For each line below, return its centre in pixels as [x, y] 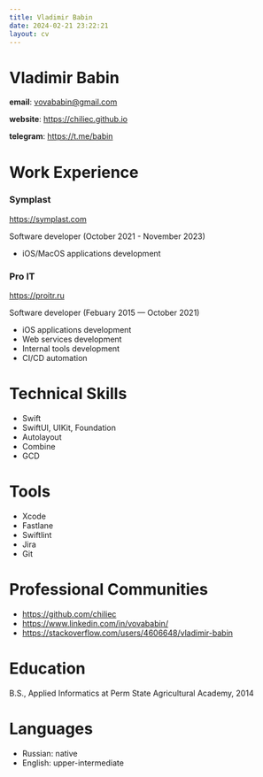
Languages [51, 729]
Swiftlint [37, 535]
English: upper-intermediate [73, 763]
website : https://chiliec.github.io [69, 119]
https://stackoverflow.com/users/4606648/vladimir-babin [127, 633]
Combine [39, 447]
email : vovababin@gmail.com [63, 102]
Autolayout [42, 437]
